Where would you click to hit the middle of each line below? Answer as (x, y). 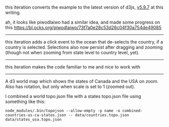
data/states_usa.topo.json (33, 119)
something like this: (25, 101)
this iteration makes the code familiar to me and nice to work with (73, 67)
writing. (13, 12)
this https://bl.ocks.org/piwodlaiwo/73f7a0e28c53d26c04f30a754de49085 (83, 27)
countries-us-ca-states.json (36, 115)
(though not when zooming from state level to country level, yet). (72, 52)
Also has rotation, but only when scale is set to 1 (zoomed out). (70, 86)
